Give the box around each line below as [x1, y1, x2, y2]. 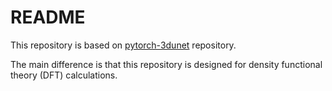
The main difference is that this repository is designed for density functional [10, 58, 323, 70]
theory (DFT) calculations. [10, 69, 118, 81]
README [10, 6, 86, 29]
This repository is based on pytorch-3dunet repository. [10, 39, 237, 51]
